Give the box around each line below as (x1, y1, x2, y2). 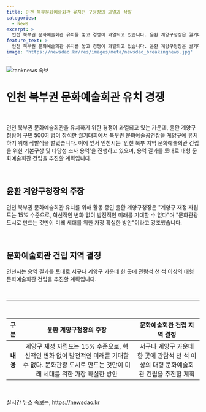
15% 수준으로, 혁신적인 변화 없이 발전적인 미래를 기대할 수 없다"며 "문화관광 (17, 211, 199, 219)
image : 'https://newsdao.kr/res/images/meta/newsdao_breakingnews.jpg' (6, 49, 193, 55)
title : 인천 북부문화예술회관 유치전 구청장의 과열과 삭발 (6, 9, 132, 15)
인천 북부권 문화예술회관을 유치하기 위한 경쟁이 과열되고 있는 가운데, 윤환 (6, 123, 180, 131)
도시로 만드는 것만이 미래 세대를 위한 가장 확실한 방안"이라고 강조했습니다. (6, 219, 183, 226)
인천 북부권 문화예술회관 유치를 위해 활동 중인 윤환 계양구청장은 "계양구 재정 (6, 203, 187, 211)
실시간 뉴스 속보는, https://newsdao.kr (6, 398, 100, 406)
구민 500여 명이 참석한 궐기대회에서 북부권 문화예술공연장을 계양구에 (22, 131, 187, 139)
